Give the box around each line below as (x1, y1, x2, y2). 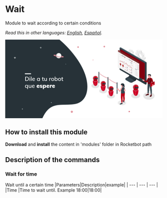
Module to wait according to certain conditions (5, 20, 101, 26)
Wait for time (5, 171, 37, 178)
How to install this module (5, 128, 88, 137)
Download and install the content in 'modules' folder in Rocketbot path (5, 141, 152, 147)
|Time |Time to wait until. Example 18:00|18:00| (5, 187, 102, 193)
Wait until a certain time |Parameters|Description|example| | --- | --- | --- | (5, 182, 158, 188)
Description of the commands (5, 156, 100, 164)
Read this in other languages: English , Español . (5, 29, 102, 35)
